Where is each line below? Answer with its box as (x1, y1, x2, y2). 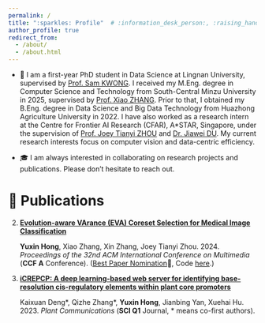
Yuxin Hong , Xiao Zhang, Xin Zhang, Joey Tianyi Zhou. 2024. (19, 242, 220, 251)
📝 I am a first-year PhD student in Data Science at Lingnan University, (19, 70, 246, 79)
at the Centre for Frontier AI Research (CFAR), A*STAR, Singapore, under (19, 120, 257, 130)
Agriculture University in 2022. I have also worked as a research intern (19, 112, 249, 121)
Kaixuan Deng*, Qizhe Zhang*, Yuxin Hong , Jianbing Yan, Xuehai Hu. (19, 297, 244, 306)
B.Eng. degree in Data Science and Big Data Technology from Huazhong (19, 103, 255, 113)
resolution (19, 282, 54, 291)
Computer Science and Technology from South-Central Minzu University (19, 87, 256, 96)
